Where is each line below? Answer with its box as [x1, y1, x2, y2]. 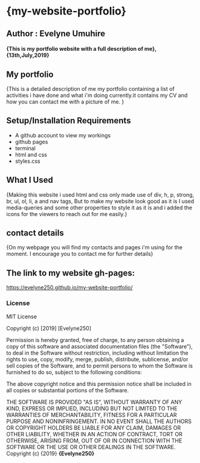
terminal [15, 144, 36, 152]
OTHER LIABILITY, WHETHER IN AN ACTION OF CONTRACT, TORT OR [6, 430, 182, 438]
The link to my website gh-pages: [6, 268, 135, 278]
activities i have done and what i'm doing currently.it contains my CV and [6, 91, 188, 99]
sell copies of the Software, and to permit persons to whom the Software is [6, 362, 193, 369]
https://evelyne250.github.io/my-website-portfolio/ [6, 284, 133, 291]
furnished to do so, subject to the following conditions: [6, 368, 142, 376]
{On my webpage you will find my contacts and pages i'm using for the [6, 244, 183, 251]
